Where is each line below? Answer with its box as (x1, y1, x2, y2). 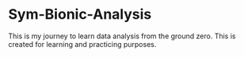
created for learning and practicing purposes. (8, 39, 157, 48)
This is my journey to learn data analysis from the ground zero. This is (8, 31, 236, 41)
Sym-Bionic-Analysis (8, 5, 152, 23)
